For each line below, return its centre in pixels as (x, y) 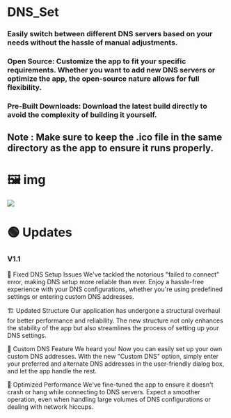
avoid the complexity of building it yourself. (82, 114)
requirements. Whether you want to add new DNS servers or (111, 70)
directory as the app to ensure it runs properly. (111, 148)
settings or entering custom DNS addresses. (71, 296)
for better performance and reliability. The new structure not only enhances (115, 320)
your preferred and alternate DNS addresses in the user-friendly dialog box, (116, 364)
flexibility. (24, 88)
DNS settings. (27, 335)
